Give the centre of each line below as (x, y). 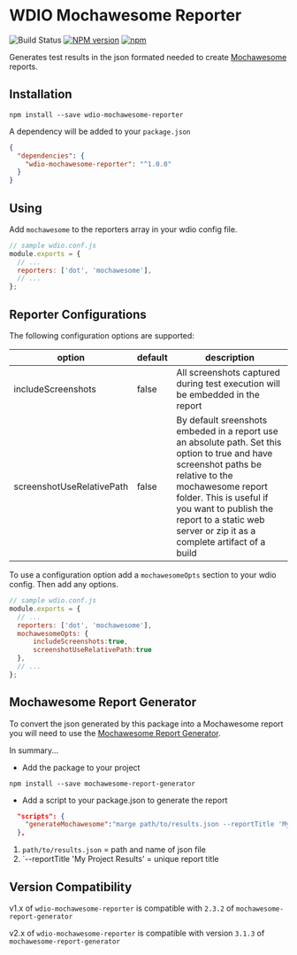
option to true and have (225, 453)
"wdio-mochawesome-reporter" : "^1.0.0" (99, 164)
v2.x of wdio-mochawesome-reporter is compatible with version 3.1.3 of (137, 933)
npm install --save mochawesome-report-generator (103, 784)
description (229, 357)
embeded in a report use (227, 431)
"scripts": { (41, 816)
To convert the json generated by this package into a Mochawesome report (146, 724)
